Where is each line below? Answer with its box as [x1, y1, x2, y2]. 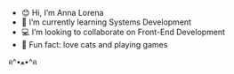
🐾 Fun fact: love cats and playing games [20, 40, 168, 49]
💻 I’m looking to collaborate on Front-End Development [20, 26, 226, 37]
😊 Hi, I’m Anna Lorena [20, 8, 104, 18]
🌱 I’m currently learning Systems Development [20, 17, 192, 27]
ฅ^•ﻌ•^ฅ [8, 56, 37, 67]
